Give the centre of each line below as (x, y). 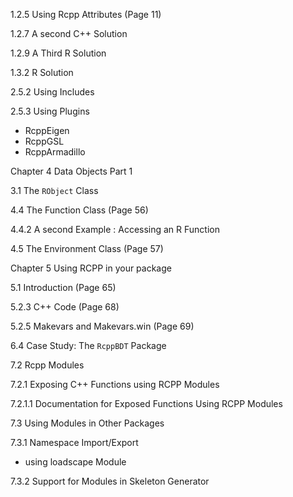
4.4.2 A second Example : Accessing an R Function (115, 229)
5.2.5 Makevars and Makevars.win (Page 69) (102, 326)
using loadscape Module (75, 462)
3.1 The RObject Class (54, 190)
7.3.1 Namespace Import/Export (74, 442)
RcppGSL (44, 141)
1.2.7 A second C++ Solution (69, 33)
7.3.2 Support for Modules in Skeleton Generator (110, 481)
